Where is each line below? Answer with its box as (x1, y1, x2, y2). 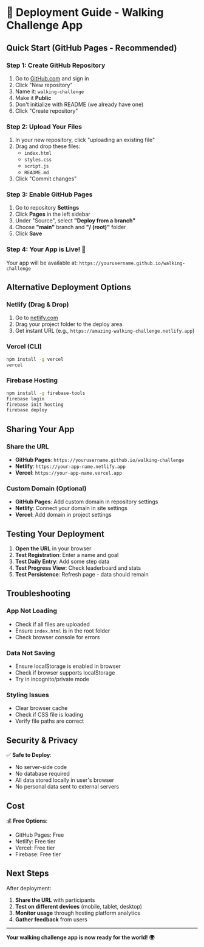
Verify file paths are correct (15, 717, 84, 725)
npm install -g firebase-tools (6, 390, 86, 396)
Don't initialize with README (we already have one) (15, 101, 144, 108)
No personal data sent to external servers (15, 783, 120, 790)
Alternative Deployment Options (6, 282, 132, 293)
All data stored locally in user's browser (15, 776, 114, 784)
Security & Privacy (6, 735, 78, 745)
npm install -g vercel (6, 356, 64, 362)
